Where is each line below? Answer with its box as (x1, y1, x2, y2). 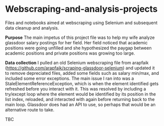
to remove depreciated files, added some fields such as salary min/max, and (5, 70, 159, 76)
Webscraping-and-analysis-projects (5, 3, 158, 15)
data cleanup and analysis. (5, 25, 59, 31)
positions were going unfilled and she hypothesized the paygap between (5, 45, 152, 51)
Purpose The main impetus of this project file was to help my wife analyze (5, 34, 155, 40)
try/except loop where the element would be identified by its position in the (5, 91, 156, 97)
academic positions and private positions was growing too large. (5, 50, 136, 56)
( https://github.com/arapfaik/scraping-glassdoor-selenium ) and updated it (5, 65, 155, 71)
